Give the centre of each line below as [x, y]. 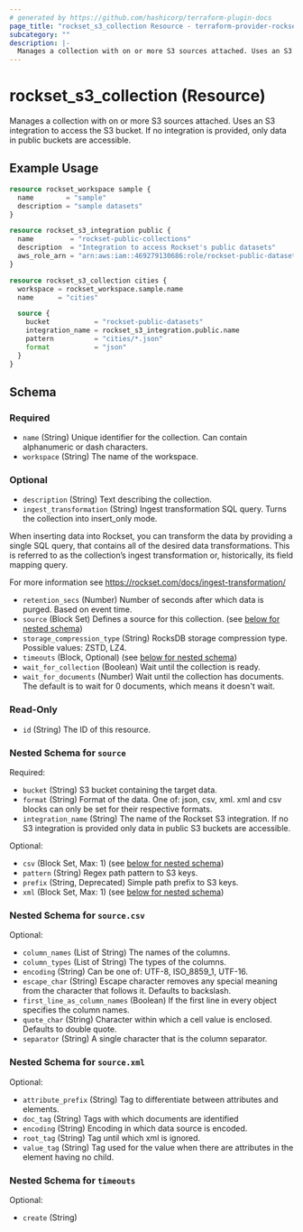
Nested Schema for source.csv [78, 915]
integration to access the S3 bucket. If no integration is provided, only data [148, 131]
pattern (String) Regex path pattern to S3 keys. [110, 873]
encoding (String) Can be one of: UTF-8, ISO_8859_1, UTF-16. [135, 972]
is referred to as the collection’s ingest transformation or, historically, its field [151, 555]
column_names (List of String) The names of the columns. [126, 952]
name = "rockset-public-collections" [105, 239]
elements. [41, 1109]
